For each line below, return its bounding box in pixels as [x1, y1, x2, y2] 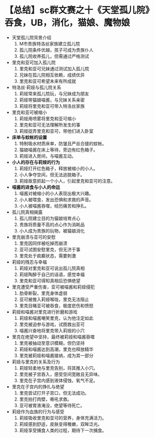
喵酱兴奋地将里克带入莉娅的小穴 [19, 327, 85, 333]
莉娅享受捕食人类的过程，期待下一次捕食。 [19, 427, 107, 433]
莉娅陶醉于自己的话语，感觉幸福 [19, 271, 85, 277]
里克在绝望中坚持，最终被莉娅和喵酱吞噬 [11, 334, 95, 340]
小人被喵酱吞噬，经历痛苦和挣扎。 [19, 203, 89, 209]
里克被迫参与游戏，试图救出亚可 [19, 321, 85, 327]
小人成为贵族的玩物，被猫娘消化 [19, 227, 85, 233]
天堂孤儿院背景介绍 [11, 34, 52, 40]
